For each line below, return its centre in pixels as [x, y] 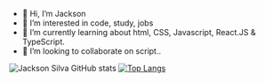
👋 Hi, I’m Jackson [54, 14]
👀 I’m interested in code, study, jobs [88, 23]
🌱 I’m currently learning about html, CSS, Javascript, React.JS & [139, 32]
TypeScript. [43, 41]
